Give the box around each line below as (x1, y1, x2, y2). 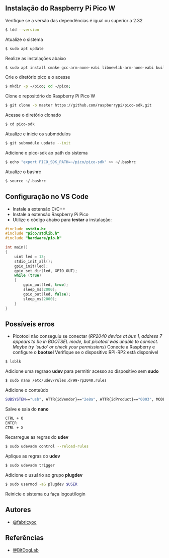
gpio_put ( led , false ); (23, 291, 71, 297)
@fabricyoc (12, 519, 37, 525)
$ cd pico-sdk (5, 122, 35, 127)
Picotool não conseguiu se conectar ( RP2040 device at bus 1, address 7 (12, 333, 162, 339)
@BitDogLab (12, 547, 39, 553)
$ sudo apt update (5, 46, 44, 51)
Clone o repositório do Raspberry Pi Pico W (5, 93, 96, 99)
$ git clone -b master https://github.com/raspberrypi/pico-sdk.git (5, 103, 152, 108)
